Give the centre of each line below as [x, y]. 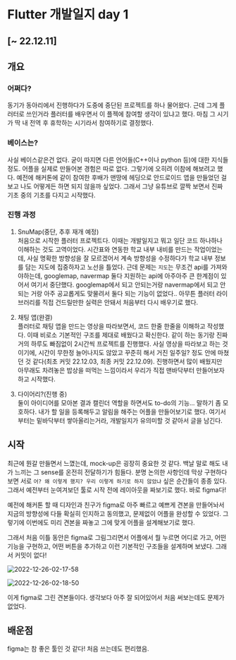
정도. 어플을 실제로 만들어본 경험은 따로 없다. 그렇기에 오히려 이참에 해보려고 [112, 168]
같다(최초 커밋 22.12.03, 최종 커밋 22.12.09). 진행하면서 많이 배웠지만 [128, 361]
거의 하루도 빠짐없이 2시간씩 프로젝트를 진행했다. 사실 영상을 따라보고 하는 [119, 344]
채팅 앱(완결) [35, 317]
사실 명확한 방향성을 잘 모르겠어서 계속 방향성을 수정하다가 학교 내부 [120, 258]
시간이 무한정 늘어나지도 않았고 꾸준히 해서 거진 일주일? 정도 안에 [127, 352]
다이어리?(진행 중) [42, 394]
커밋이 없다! [31, 555]
